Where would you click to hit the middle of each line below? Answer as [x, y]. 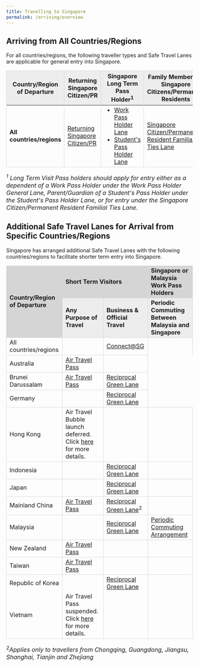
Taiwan [20, 566]
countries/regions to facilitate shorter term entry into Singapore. [84, 256]
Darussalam [26, 384]
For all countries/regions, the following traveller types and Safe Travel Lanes [99, 55]
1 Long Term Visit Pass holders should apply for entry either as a [96, 177]
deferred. [78, 434]
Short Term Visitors [94, 281]
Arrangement [169, 535]
